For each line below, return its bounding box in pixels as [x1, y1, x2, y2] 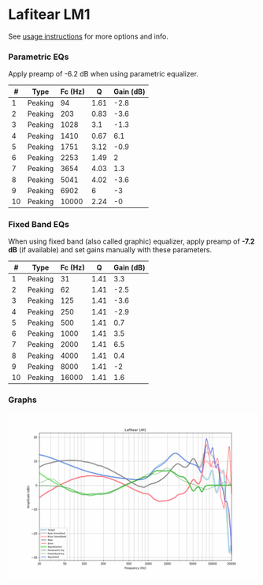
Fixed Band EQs [8, 218, 69, 229]
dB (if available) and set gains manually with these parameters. [8, 245, 213, 255]
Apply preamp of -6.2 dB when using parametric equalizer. [8, 69, 199, 79]
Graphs [8, 394, 37, 405]
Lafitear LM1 [8, 6, 91, 24]
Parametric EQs [8, 51, 69, 62]
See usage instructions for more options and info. [8, 32, 169, 41]
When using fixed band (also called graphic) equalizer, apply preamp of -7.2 [8, 237, 255, 246]
